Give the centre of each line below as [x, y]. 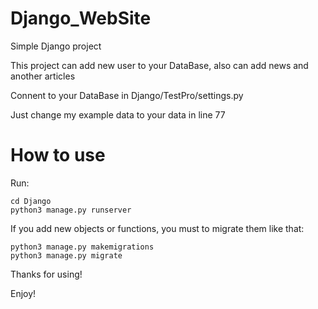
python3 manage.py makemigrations [82, 247]
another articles [43, 76]
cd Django [31, 201]
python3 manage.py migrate [66, 255]
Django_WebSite [81, 18]
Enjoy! [23, 293]
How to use [58, 155]
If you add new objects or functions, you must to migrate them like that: [157, 228]
